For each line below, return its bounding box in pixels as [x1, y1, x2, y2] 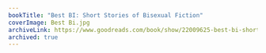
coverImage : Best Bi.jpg [8, 19, 90, 26]
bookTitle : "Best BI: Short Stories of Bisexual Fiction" [8, 11, 203, 19]
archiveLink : [8, 26, 51, 34]
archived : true [8, 33, 59, 41]
